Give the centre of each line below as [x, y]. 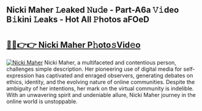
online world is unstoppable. [42, 101]
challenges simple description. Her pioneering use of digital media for [94, 69]
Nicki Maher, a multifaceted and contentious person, [110, 63]
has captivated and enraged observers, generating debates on [114, 75]
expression [21, 75]
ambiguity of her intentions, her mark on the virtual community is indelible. [100, 88]
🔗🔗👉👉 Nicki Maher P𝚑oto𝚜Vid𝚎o [73, 45]
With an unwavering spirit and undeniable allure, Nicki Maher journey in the [101, 95]
